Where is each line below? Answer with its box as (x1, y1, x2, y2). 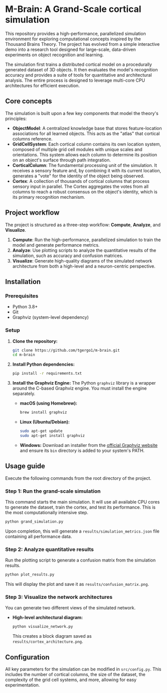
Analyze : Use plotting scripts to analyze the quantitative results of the (12, 247, 157, 253)
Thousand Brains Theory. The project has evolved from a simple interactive (5, 41, 160, 47)
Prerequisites (5, 292, 38, 299)
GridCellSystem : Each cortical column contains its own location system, (12, 141, 161, 147)
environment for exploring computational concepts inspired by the (5, 36, 141, 42)
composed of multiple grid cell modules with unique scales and (12, 146, 143, 152)
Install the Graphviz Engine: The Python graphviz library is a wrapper (12, 380, 156, 386)
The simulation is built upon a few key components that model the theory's (5, 110, 159, 116)
